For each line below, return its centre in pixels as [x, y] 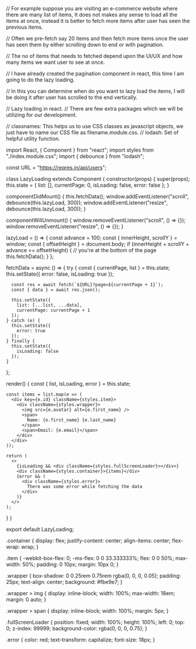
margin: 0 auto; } [26, 600]
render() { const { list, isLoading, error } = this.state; [68, 384]
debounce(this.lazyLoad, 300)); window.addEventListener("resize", [87, 202]
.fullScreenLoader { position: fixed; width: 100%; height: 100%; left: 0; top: [95, 622]
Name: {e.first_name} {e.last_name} [72, 420]
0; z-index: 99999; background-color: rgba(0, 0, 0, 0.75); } [77, 628]
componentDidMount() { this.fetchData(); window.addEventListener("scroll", [97, 196]
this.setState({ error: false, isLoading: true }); [60, 274]
